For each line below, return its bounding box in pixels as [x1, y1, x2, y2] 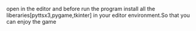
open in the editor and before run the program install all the [6, 5, 156, 12]
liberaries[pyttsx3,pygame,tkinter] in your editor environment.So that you [6, 12, 190, 19]
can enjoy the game [6, 18, 56, 25]
